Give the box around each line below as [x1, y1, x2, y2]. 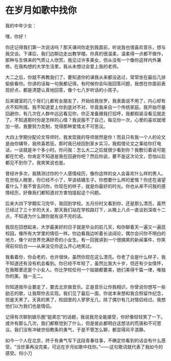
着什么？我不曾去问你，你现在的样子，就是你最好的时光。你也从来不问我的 [5, 183, 161, 189]
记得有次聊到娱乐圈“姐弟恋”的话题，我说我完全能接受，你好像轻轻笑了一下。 [5, 314, 165, 320]
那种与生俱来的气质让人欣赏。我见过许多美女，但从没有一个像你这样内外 [5, 57, 157, 63]
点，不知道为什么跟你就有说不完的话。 [5, 213, 85, 219]
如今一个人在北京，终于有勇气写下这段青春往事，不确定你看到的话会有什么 [5, 337, 161, 343]
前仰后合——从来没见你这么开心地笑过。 [9, 243, 95, 249]
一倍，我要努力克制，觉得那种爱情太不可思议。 [9, 123, 108, 129]
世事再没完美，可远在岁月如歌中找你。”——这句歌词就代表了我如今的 [20, 344, 163, 350]
